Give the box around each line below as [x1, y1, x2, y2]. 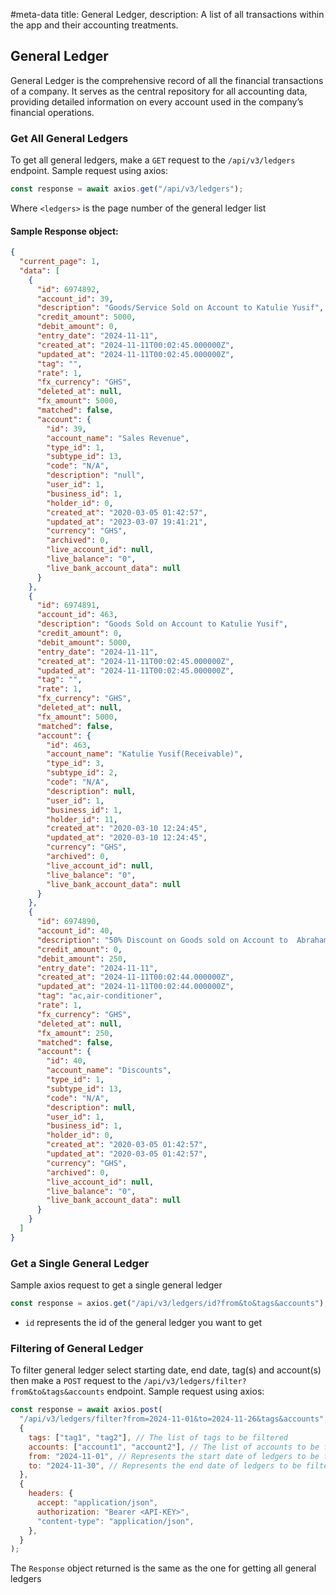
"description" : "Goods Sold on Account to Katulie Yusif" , [36, 619, 288, 629]
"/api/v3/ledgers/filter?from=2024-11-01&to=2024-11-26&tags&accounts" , [19, 1414, 329, 1424]
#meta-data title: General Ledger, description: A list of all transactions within [10, 9, 325, 20]
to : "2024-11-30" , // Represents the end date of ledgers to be [28, 1460, 302, 1471]
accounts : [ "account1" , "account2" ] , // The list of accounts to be [28, 1442, 320, 1452]
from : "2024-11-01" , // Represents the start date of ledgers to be [28, 1451, 320, 1461]
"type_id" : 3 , [46, 759, 105, 769]
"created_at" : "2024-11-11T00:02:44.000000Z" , [36, 972, 235, 983]
